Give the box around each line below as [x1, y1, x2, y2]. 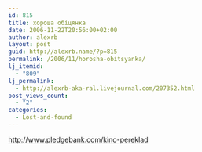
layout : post [8, 41, 51, 49]
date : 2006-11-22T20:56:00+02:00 [8, 26, 118, 34]
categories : [8, 107, 47, 114]
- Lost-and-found [15, 114, 72, 121]
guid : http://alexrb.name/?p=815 [8, 48, 118, 56]
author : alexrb [8, 33, 58, 42]
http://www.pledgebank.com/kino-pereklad [8, 135, 149, 144]
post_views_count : [8, 92, 68, 100]
